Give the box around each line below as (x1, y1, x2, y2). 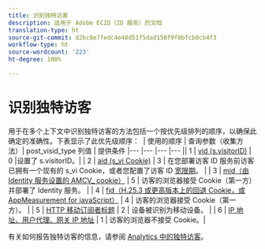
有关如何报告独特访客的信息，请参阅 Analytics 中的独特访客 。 (8, 232, 208, 241)
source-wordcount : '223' (8, 48, 90, 56)
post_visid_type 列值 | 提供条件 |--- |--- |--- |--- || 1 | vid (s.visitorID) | (26, 146, 252, 155)
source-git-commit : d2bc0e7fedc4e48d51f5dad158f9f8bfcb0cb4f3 (8, 33, 217, 42)
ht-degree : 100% (8, 56, 62, 64)
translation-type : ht (8, 26, 80, 34)
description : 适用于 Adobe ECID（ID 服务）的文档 (8, 19, 163, 27)
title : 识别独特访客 (8, 11, 69, 20)
